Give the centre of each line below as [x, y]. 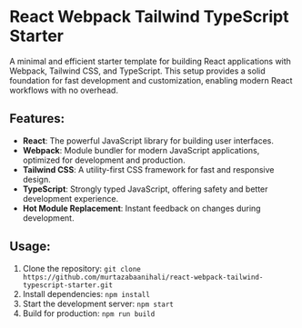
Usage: [30, 247]
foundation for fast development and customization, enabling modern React [151, 80]
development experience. [70, 198]
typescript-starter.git [68, 285]
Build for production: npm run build [89, 313]
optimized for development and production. [104, 160]
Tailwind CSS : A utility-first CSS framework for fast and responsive [148, 169]
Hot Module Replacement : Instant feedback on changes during [141, 208]
